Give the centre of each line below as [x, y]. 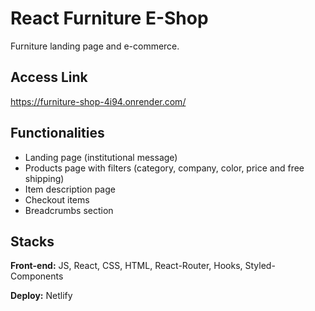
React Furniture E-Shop [109, 18]
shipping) [44, 178]
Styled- [260, 266]
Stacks [32, 241]
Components [37, 276]
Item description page [70, 189]
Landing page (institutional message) [101, 157]
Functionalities [57, 133]
